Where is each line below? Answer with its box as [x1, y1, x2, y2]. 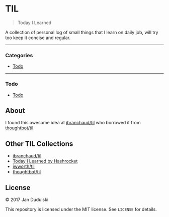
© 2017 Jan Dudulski [5, 196, 49, 202]
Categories [5, 52, 33, 59]
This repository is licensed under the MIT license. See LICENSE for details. [5, 206, 157, 212]
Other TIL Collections [5, 139, 73, 148]
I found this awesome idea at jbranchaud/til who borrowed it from [5, 120, 141, 126]
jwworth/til [12, 163, 35, 169]
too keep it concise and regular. [5, 35, 71, 41]
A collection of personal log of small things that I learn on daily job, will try [5, 29, 158, 35]
